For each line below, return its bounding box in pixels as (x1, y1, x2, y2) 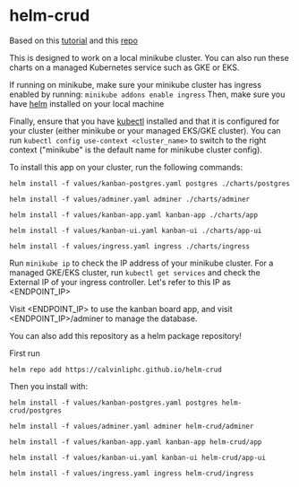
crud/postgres (9, 405, 63, 415)
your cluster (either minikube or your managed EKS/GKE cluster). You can (9, 125, 281, 135)
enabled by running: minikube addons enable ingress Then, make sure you (9, 89, 286, 100)
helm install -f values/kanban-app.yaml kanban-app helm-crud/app (9, 437, 262, 447)
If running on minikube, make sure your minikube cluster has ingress (9, 79, 262, 90)
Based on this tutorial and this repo (9, 35, 139, 46)
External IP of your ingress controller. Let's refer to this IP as (9, 276, 231, 287)
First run (9, 347, 40, 359)
